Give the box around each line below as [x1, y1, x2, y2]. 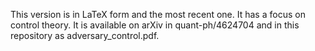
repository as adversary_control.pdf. [10, 30, 160, 41]
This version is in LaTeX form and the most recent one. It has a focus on [10, 9, 306, 20]
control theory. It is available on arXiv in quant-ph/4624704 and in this [10, 19, 300, 31]
